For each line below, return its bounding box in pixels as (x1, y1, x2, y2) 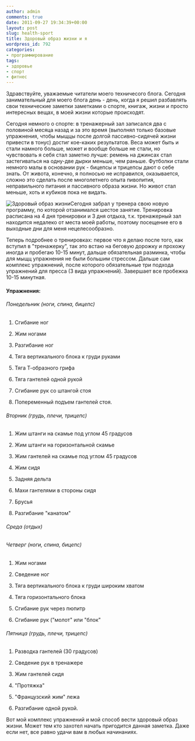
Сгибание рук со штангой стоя (14, 387, 92, 394)
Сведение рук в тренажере (14, 659, 83, 666)
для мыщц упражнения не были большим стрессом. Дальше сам (6, 255, 170, 262)
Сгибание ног (14, 319, 49, 326)
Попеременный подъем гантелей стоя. (14, 398, 112, 405)
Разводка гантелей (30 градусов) (14, 648, 98, 655)
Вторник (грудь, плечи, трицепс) (6, 412, 88, 419)
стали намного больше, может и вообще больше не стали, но (6, 145, 161, 153)
